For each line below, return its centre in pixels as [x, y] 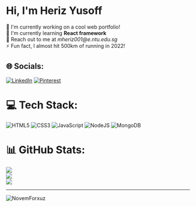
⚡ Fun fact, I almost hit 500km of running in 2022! [66, 45]
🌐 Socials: [25, 66]
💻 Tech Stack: [42, 105]
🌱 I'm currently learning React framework [56, 33]
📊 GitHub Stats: [46, 150]
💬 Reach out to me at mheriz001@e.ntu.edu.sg [62, 39]
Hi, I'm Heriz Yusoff [54, 11]
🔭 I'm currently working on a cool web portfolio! [63, 27]
